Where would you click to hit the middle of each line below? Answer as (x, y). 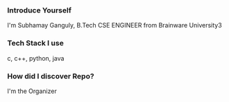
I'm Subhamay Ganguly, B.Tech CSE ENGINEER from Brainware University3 (114, 25)
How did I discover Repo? (51, 76)
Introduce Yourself (39, 10)
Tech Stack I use (35, 43)
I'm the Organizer (32, 91)
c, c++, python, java (36, 58)
